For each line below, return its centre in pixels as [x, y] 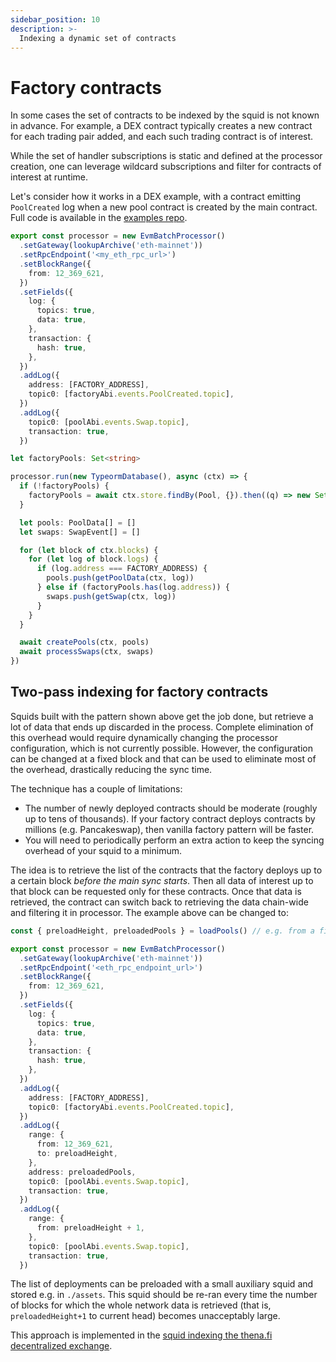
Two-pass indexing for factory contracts [139, 692]
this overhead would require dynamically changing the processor [144, 737]
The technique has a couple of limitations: [96, 788]
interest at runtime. [49, 177]
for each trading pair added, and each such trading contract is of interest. [162, 137]
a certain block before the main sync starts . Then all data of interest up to [162, 880]
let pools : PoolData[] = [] [78, 522]
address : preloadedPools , [82, 1172]
